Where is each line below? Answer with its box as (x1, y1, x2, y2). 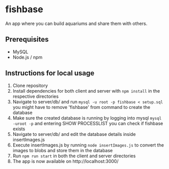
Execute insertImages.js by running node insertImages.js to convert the (12, 142, 164, 148)
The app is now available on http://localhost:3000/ (12, 158, 119, 164)
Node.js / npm (12, 54, 43, 60)
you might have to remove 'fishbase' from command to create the (12, 104, 151, 110)
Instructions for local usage (5, 69, 95, 77)
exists (12, 126, 25, 132)
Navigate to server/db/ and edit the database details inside (12, 131, 136, 137)
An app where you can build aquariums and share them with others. (5, 20, 148, 26)
